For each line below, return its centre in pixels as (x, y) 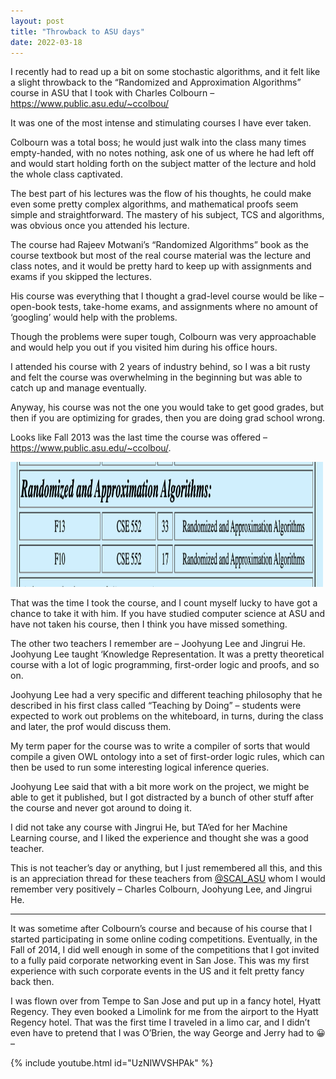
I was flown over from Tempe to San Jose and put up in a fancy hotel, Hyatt (166, 1001)
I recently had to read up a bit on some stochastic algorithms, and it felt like (165, 72)
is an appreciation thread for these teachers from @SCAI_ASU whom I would (168, 879)
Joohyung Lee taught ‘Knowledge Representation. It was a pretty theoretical (167, 654)
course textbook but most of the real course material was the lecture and (161, 256)
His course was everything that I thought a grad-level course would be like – (167, 296)
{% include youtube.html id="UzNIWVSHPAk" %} (112, 1063)
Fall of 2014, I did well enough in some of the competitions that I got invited (165, 950)
